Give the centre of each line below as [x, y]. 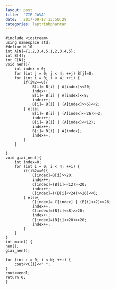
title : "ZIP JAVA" [26, 15]
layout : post [19, 10]
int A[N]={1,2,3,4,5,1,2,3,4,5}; [40, 51]
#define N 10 [19, 47]
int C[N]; [16, 60]
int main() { [19, 242]
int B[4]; [16, 56]
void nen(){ [18, 65]
